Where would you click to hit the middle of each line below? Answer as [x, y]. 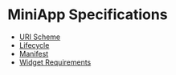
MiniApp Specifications [88, 15]
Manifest [34, 53]
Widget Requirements [55, 62]
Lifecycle [34, 45]
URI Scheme [40, 37]
